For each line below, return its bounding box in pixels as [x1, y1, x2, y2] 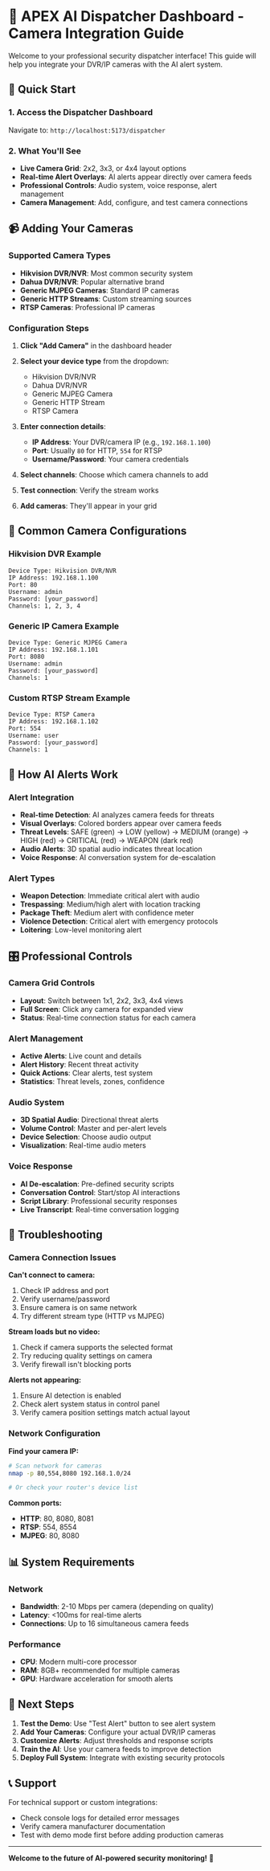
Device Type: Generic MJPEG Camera [8, 638, 128, 646]
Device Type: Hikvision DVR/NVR [8, 567, 117, 575]
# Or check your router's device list [8, 1484, 138, 1492]
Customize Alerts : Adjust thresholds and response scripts [19, 1736, 214, 1746]
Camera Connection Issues [8, 1252, 117, 1263]
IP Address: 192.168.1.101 [8, 645, 99, 653]
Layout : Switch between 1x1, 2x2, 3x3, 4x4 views [19, 996, 183, 1005]
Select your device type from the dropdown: [19, 356, 170, 366]
